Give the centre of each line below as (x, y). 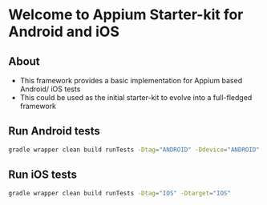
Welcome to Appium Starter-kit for (126, 15)
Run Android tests (54, 131)
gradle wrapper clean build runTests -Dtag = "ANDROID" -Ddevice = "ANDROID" (134, 150)
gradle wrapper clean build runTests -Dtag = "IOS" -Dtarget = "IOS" (119, 193)
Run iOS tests (43, 175)
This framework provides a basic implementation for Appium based (131, 80)
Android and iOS (64, 32)
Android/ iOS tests (50, 89)
